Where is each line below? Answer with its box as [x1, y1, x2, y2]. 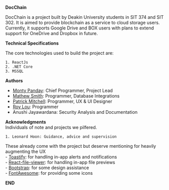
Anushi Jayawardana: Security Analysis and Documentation [12, 109, 138, 115]
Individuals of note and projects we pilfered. [5, 124, 97, 130]
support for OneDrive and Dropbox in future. [5, 30, 98, 36]
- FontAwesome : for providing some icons [5, 170, 93, 176]
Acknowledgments [5, 119, 47, 125]
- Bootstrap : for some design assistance [5, 165, 89, 171]
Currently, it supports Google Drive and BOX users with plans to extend [5, 25, 154, 31]
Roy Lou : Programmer [12, 104, 59, 110]
